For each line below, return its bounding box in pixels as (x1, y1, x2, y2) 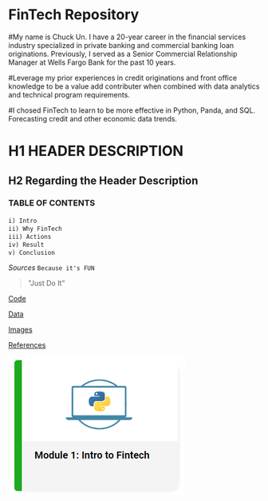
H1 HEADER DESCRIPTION (8, 142, 183, 161)
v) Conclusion (8, 249, 56, 256)
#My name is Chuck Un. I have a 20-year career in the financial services (8, 32, 246, 42)
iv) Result (8, 241, 45, 249)
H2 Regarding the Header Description (8, 173, 199, 187)
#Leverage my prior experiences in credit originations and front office (8, 73, 238, 82)
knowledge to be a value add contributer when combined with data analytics (8, 82, 260, 91)
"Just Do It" (27, 278, 65, 288)
